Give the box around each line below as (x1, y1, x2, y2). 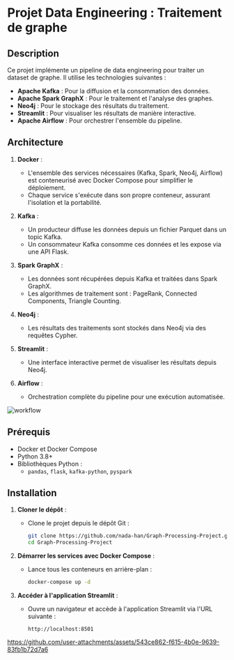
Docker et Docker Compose (17, 445, 97, 453)
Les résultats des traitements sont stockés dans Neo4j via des (27, 323, 207, 332)
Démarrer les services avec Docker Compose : (17, 552, 155, 560)
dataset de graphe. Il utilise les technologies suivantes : (7, 73, 166, 82)
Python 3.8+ (17, 452, 54, 461)
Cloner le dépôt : (17, 505, 67, 514)
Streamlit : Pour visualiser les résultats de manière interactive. (17, 109, 196, 117)
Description (7, 47, 59, 59)
